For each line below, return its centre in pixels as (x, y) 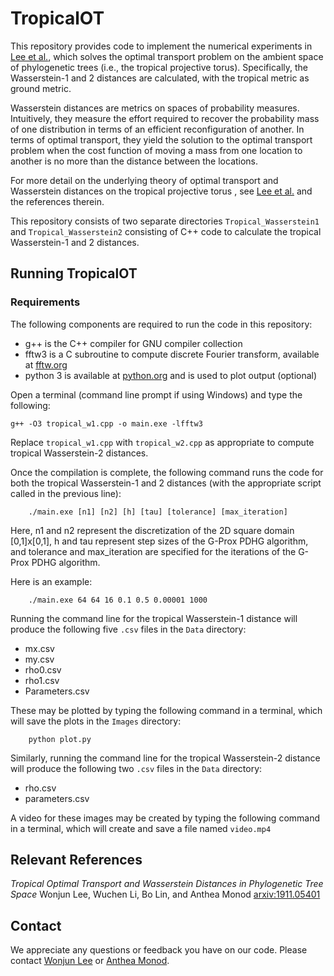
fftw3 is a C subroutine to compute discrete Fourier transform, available (172, 354)
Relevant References (76, 860)
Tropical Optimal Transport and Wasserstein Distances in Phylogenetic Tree (167, 884)
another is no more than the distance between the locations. (134, 161)
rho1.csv (42, 680)
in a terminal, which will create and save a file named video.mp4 (141, 828)
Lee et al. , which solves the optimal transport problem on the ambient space (167, 56)
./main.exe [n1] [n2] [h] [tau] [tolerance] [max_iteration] (158, 512)
